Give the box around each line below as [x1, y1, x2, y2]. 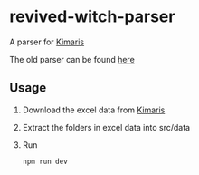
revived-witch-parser [9, 6, 175, 27]
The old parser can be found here [9, 53, 136, 64]
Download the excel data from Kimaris [22, 104, 166, 115]
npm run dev [22, 157, 68, 166]
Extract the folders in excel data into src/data [22, 122, 191, 132]
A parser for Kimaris [9, 36, 84, 47]
